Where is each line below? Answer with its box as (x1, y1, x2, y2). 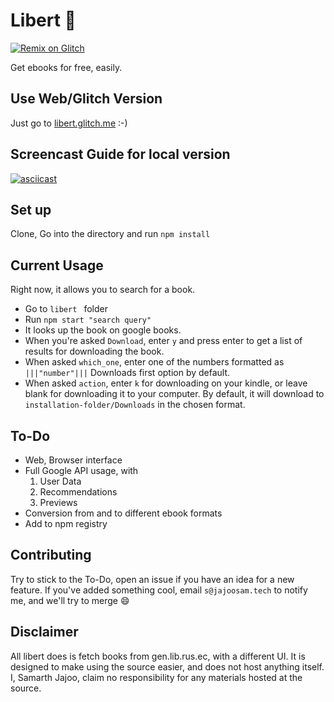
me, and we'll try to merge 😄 (10, 594, 130, 606)
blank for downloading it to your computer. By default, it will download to (24, 388, 325, 400)
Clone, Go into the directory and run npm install (10, 228, 211, 240)
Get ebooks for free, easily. (10, 61, 123, 73)
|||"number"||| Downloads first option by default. (24, 367, 231, 379)
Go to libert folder (24, 303, 108, 315)
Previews (39, 497, 78, 508)
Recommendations (39, 486, 118, 498)
